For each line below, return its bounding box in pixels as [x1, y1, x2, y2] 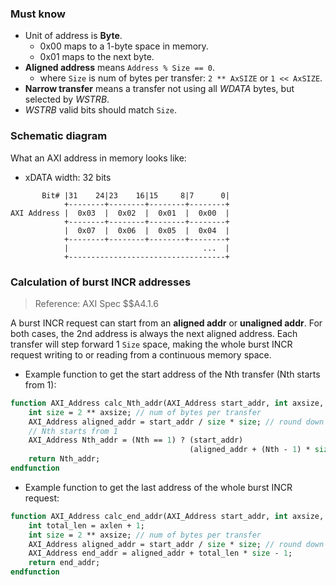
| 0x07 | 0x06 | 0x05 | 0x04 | [63, 225, 230, 236]
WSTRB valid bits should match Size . [24, 104, 178, 116]
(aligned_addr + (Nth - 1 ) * [189, 445, 311, 455]
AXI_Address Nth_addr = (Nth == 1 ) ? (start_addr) [28, 435, 244, 446]
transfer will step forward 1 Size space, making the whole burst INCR [10, 338, 293, 350]
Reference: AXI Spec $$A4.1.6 [34, 297, 159, 309]
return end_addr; [28, 558, 101, 568]
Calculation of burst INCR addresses [10, 275, 192, 289]
